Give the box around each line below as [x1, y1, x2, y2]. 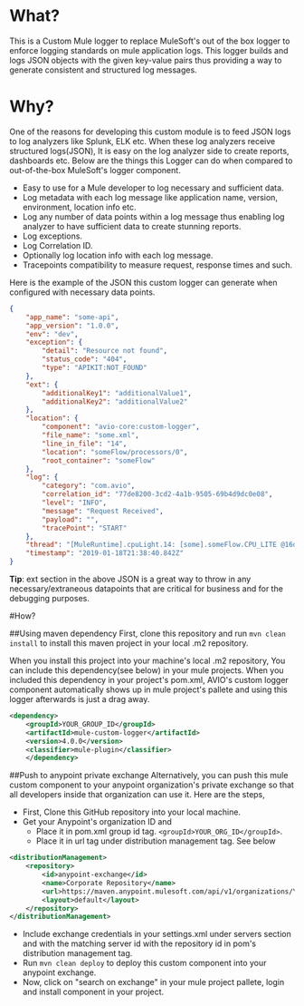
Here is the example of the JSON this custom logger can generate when [9, 277, 278, 288]
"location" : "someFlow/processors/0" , [42, 447, 188, 456]
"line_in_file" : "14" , [42, 439, 128, 448]
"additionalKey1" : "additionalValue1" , [42, 388, 193, 397]
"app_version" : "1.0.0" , [25, 321, 119, 330]
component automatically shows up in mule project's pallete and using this [9, 684, 288, 695]
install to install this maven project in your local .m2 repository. [9, 638, 249, 649]
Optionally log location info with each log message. [22, 249, 214, 260]
